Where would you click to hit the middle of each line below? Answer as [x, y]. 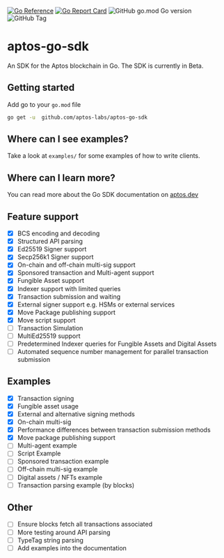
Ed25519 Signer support [52, 249]
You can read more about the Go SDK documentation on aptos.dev [103, 195]
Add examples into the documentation [72, 548]
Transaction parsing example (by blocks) [76, 485]
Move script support [46, 320]
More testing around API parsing [64, 532]
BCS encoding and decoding [58, 233]
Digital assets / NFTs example [60, 477]
